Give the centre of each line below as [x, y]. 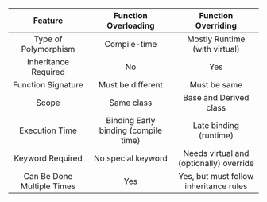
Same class [131, 103]
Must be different [130, 85]
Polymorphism [48, 49]
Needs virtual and [216, 153]
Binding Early [131, 120]
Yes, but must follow [216, 176]
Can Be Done [48, 176]
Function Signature [48, 85]
